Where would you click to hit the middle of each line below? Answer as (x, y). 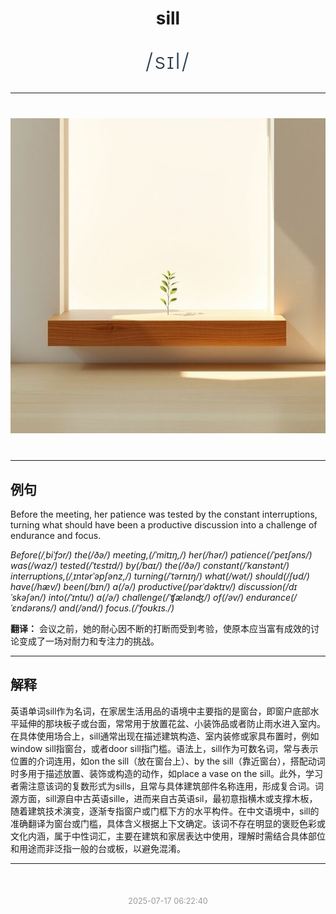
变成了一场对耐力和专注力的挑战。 (89, 641)
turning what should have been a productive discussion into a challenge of (164, 525)
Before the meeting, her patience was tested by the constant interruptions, (164, 514)
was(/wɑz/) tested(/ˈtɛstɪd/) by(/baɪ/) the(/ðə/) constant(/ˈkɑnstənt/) (150, 565)
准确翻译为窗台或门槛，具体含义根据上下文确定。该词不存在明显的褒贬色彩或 (168, 823)
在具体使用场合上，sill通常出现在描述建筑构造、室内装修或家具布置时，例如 (165, 736)
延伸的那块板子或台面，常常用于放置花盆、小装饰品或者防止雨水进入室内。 (172, 723)
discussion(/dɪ (268, 586)
